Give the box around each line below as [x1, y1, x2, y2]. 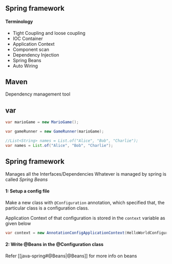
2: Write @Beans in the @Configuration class [5, 241, 104, 248]
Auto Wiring [12, 63, 38, 69]
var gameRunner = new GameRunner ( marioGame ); [5, 129, 104, 134]
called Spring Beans [5, 176, 48, 182]
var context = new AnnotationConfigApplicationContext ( [5, 230, 127, 235]
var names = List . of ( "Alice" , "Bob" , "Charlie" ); [5, 143, 114, 148]
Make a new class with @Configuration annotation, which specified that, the [5, 199, 165, 205]
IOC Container [12, 35, 43, 42]
